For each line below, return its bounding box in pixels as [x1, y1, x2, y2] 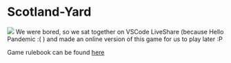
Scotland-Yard [7, 4, 92, 20]
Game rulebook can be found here [7, 48, 105, 56]
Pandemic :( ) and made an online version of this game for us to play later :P [7, 35, 223, 43]
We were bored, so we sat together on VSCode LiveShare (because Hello [15, 27, 224, 36]
